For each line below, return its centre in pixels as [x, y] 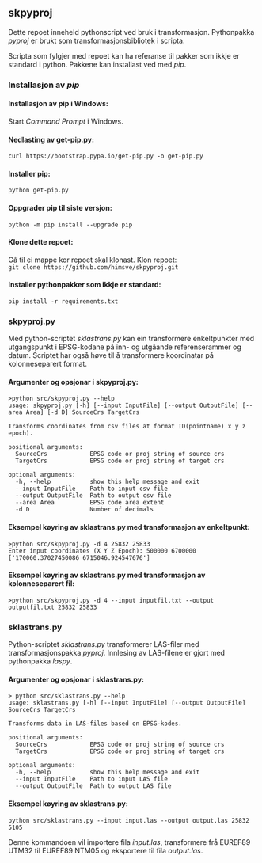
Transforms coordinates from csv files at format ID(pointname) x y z [127, 427]
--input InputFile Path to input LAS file [92, 779]
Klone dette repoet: [41, 242]
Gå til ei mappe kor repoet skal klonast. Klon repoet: [93, 260]
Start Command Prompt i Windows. [66, 121]
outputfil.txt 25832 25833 [53, 607]
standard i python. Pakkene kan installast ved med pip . [97, 64]
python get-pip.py [38, 190]
